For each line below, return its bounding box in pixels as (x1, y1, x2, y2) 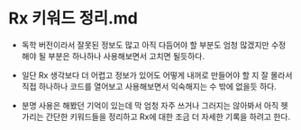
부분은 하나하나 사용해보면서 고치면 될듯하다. (48, 50, 205, 61)
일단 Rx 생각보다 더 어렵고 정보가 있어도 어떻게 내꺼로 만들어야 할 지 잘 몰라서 (21, 69, 293, 81)
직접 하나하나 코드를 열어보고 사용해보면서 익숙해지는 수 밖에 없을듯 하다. (21, 81, 277, 91)
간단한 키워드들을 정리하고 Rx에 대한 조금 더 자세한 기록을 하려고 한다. (45, 111, 290, 122)
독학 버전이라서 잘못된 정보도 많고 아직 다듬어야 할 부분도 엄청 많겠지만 (21, 39, 269, 50)
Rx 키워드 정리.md (8, 8, 139, 29)
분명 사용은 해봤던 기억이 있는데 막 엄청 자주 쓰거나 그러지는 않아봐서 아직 (21, 100, 279, 110)
